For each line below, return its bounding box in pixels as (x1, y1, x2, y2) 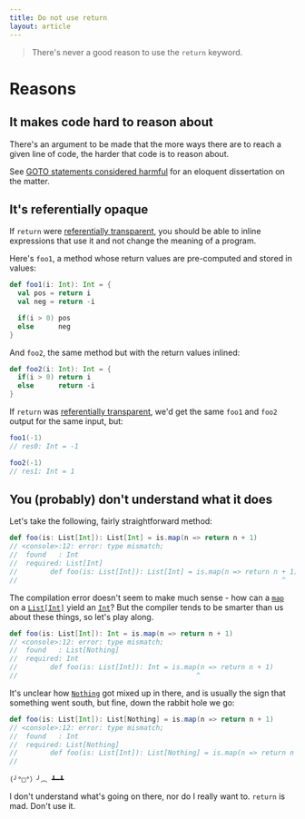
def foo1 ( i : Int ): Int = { (9, 281, 112, 290)
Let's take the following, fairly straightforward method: (9, 516, 213, 527)
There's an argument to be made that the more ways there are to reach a (9, 138, 281, 150)
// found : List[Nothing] (9, 646, 120, 655)
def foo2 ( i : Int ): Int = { (9, 364, 112, 373)
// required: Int (9, 655, 79, 664)
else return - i (17, 381, 95, 390)
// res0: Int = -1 (9, 441, 79, 450)
